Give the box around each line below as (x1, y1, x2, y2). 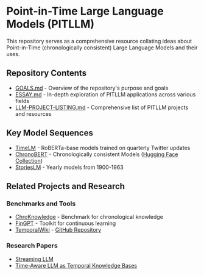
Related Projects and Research (6, 181, 125, 191)
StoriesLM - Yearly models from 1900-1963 (15, 163, 124, 171)
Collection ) (15, 157, 43, 164)
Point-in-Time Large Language (6, 4, 164, 18)
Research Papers (6, 241, 58, 250)
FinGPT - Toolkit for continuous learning (15, 220, 116, 227)
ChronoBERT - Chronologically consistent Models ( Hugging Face (15, 151, 178, 158)
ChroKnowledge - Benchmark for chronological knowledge (15, 213, 163, 221)
